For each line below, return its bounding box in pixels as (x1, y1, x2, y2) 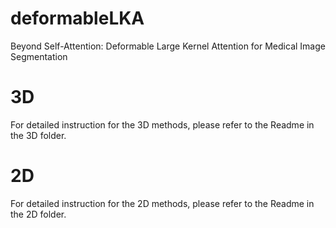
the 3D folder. (10, 129, 67, 141)
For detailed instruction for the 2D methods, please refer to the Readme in (10, 197, 315, 209)
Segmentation (10, 50, 68, 62)
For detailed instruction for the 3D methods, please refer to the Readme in (10, 118, 315, 131)
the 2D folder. (10, 208, 67, 220)
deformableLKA (10, 7, 145, 30)
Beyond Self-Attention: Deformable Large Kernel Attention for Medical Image (10, 40, 326, 52)
